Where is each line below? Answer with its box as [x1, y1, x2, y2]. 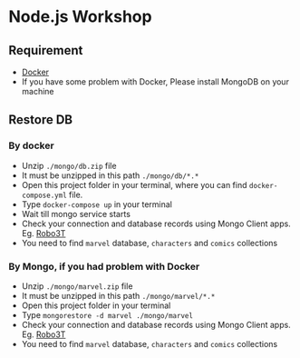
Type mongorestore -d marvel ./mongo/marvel [21, 309, 194, 320]
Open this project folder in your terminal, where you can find [21, 179, 247, 190]
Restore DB [8, 112, 73, 128]
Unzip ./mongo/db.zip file [21, 160, 117, 171]
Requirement [8, 43, 83, 58]
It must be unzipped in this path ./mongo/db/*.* [21, 170, 199, 181]
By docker [8, 139, 55, 152]
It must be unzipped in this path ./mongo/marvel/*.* [21, 290, 216, 301]
